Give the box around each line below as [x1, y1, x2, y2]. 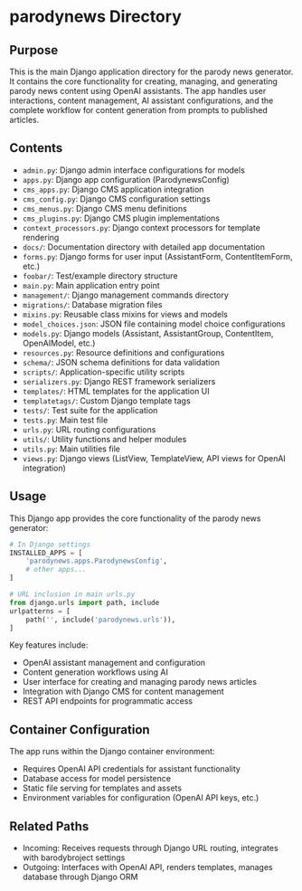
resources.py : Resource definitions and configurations [22, 346, 225, 358]
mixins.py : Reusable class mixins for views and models [22, 308, 229, 319]
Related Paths [9, 819, 90, 834]
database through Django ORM [22, 871, 138, 882]
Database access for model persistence [22, 773, 172, 784]
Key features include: [9, 640, 89, 650]
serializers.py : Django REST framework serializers [22, 375, 216, 386]
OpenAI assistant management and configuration [22, 658, 206, 668]
